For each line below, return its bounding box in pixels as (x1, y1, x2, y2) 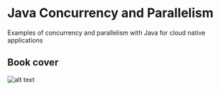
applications (7, 35, 43, 44)
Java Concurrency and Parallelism (7, 5, 214, 21)
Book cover (7, 57, 59, 69)
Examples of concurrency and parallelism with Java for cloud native (7, 28, 206, 37)
